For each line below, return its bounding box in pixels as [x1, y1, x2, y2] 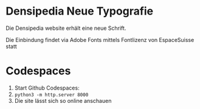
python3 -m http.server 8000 [14, 91, 89, 98]
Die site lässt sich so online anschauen [14, 97, 112, 104]
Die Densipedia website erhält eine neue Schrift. [5, 24, 126, 32]
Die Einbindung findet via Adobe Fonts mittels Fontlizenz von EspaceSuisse [5, 36, 195, 43]
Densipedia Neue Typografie [5, 4, 154, 18]
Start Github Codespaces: [14, 84, 80, 91]
